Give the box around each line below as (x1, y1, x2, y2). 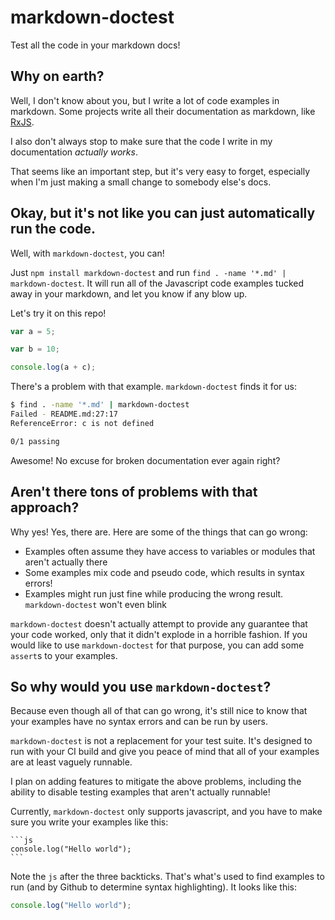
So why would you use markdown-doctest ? (10, 678, 272, 695)
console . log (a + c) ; (10, 362, 97, 373)
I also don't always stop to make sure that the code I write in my (10, 135, 273, 147)
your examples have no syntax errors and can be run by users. (10, 716, 268, 728)
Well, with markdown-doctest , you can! (10, 247, 165, 259)
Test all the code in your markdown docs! (10, 39, 181, 51)
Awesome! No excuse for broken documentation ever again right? (10, 454, 281, 466)
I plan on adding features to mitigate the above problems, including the (10, 776, 302, 788)
